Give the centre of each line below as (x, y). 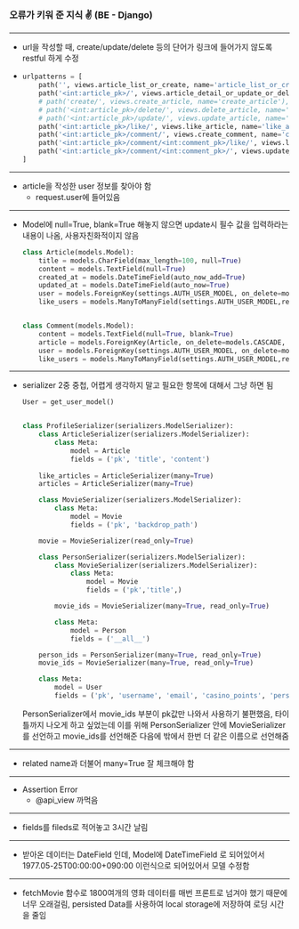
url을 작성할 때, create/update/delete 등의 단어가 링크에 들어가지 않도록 (147, 47)
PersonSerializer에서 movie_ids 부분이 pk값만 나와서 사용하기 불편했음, (147, 714)
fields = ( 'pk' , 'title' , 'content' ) (140, 459)
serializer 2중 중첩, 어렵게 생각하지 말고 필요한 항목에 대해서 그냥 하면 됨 (148, 385)
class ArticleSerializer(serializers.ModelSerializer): (144, 434)
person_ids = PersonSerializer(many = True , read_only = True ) (150, 655)
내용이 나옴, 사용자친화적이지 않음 (81, 235)
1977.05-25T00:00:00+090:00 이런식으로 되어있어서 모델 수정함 (136, 865)
